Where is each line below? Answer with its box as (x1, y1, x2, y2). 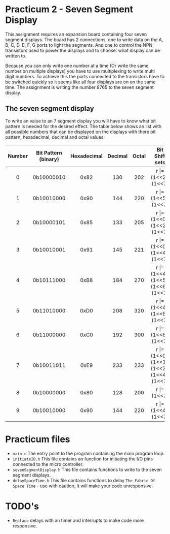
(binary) (39, 155, 59, 163)
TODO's (5, 500, 39, 512)
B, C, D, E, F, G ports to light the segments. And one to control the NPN (5, 42, 153, 48)
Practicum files (5, 433, 70, 445)
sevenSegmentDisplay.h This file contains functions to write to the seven (12, 466, 162, 473)
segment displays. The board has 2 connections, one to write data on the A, (5, 37, 163, 43)
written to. (5, 52, 27, 59)
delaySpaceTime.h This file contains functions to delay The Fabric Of (12, 477, 155, 483)
